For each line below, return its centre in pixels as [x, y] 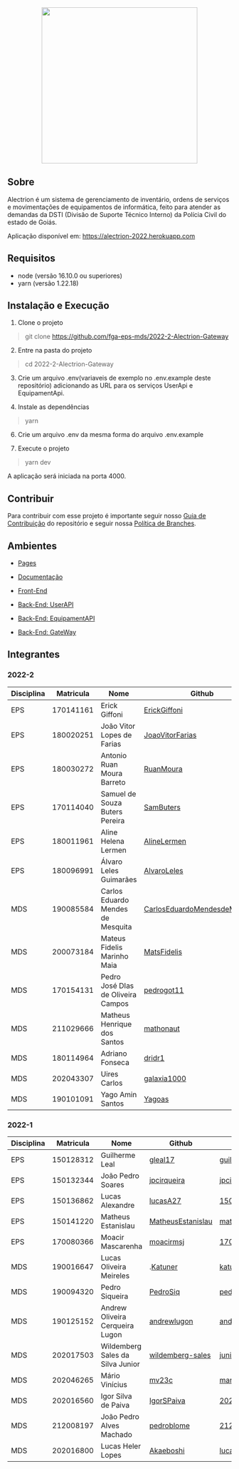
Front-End [32, 591]
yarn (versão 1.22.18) [48, 283]
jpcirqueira [167, 1181]
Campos [115, 1004]
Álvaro [112, 862]
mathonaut [162, 1029]
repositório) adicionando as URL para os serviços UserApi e [105, 385]
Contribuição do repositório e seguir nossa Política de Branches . [102, 523]
